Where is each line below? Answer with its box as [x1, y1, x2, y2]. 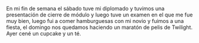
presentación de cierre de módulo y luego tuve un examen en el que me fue [6, 11, 193, 18]
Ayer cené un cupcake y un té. [6, 30, 81, 37]
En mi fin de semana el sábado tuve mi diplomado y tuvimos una [6, 5, 165, 12]
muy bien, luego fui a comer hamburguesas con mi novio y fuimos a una [6, 18, 184, 24]
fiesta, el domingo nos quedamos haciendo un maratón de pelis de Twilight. [6, 24, 193, 31]
